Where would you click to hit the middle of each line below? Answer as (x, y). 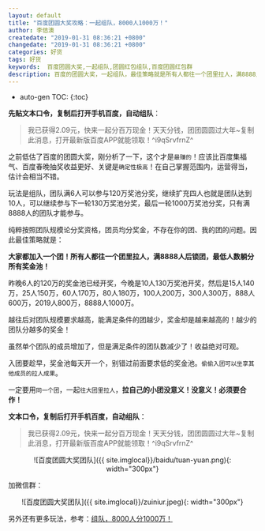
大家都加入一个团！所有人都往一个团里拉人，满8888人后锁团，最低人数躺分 (131, 256)
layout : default (35, 15)
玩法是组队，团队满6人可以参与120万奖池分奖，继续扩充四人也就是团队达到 (130, 193)
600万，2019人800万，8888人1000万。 (73, 303)
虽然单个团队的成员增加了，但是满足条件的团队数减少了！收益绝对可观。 (125, 346)
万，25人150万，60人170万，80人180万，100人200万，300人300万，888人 (132, 292)
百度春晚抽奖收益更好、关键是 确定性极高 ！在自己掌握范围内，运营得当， (137, 166)
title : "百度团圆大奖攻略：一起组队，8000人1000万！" (88, 23)
